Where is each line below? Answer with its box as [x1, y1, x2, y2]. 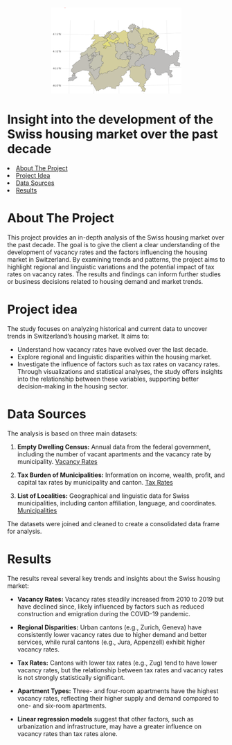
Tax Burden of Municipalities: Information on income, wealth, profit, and [17, 471, 225, 479]
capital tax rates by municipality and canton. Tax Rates [17, 478, 173, 486]
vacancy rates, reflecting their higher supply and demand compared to [17, 694, 220, 702]
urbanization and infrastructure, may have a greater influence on [17, 722, 202, 730]
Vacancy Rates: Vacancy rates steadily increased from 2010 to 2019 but [17, 595, 224, 603]
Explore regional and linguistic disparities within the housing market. [17, 352, 213, 361]
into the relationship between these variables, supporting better [17, 375, 199, 383]
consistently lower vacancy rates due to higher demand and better [17, 630, 208, 638]
